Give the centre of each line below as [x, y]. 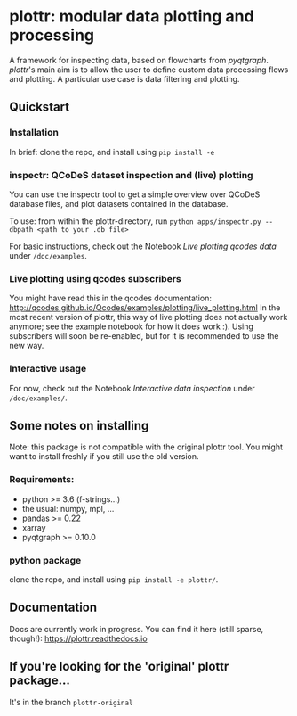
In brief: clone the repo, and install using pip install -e [112, 152]
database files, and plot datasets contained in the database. [119, 203]
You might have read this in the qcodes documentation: [110, 298]
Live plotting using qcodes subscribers [95, 278]
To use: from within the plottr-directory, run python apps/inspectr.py [135, 221]
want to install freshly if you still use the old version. [104, 457]
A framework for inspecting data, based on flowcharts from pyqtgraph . [139, 60]
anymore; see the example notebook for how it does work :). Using [131, 326]
